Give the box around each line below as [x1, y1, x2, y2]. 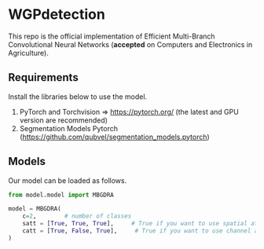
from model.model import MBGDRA [8, 191, 114, 199]
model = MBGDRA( [8, 205, 61, 213]
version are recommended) [19, 115, 108, 125]
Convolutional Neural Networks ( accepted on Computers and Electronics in [8, 39, 253, 49]
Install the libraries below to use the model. [8, 92, 148, 101]
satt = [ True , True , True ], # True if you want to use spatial [22, 220, 247, 228]
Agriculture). [8, 48, 49, 57]
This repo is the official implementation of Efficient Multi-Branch [8, 31, 215, 41]
